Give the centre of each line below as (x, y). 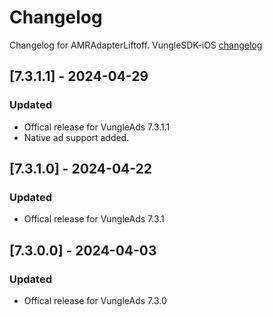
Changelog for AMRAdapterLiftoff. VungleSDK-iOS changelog (136, 45)
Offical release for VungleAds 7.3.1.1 (97, 127)
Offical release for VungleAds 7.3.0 (95, 300)
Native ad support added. (76, 137)
